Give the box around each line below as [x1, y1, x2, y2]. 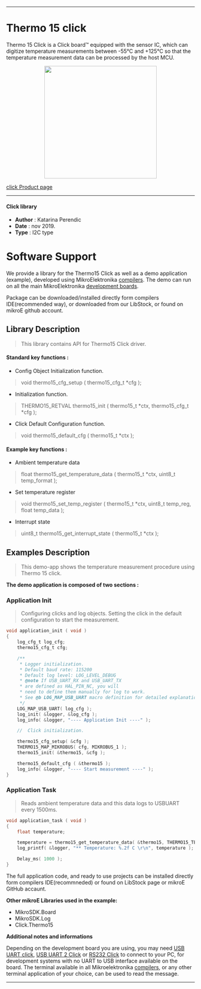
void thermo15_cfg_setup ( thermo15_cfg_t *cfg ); [20, 379, 142, 386]
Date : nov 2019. [14, 223, 56, 230]
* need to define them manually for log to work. [19, 689, 146, 695]
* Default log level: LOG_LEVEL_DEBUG [19, 672, 117, 679]
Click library [6, 202, 38, 210]
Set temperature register [14, 489, 76, 496]
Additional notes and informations [6, 933, 93, 940]
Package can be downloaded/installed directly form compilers [6, 294, 160, 301]
